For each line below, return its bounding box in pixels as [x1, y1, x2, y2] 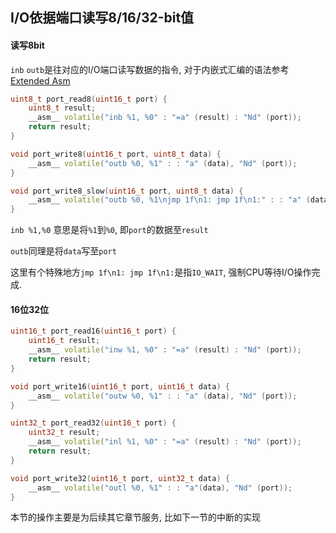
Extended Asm [10, 74, 71, 87]
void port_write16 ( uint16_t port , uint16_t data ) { [10, 381, 230, 392]
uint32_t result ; [28, 428, 101, 438]
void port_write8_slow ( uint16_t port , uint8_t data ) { [10, 186, 244, 196]
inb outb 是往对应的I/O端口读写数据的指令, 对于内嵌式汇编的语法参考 [10, 63, 290, 75]
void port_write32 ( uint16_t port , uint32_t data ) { [10, 473, 230, 483]
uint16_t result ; [28, 336, 101, 346]
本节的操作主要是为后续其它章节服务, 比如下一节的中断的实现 [10, 511, 261, 523]
